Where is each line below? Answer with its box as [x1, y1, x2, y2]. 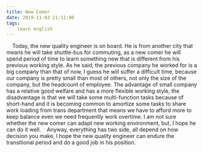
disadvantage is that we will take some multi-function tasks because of [6, 94, 184, 101]
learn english [17, 25, 53, 32]
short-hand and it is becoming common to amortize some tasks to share [6, 101, 187, 108]
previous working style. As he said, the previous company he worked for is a [6, 62, 198, 69]
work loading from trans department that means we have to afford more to [6, 107, 192, 114]
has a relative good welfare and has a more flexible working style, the [6, 87, 180, 94]
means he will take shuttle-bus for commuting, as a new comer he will [6, 49, 181, 56]
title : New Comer [6, 8, 50, 15]
